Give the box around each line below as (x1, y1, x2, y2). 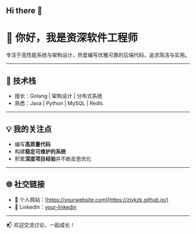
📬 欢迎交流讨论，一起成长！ (6, 221, 75, 228)
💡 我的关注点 (6, 124, 52, 134)
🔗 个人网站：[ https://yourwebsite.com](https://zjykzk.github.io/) (14, 196, 169, 203)
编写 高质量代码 (14, 140, 51, 147)
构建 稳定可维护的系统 (14, 147, 66, 155)
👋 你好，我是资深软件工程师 (6, 31, 138, 44)
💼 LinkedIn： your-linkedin (14, 203, 77, 211)
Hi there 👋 (6, 6, 43, 16)
